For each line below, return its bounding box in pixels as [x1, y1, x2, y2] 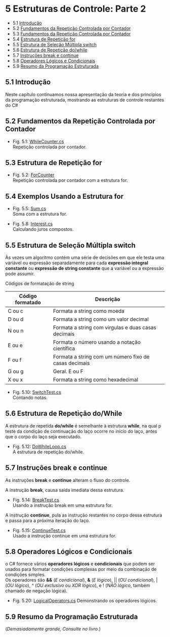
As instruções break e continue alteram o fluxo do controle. [5, 477, 131, 483]
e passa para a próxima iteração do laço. [5, 517, 90, 524]
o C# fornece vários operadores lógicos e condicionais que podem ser [5, 561, 155, 567]
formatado [15, 299, 41, 306]
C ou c [8, 308, 24, 314]
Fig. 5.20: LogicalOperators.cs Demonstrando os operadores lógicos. [12, 598, 157, 604]
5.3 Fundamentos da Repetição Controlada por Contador [12, 31, 131, 37]
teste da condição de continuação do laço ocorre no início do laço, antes [5, 428, 157, 434]
